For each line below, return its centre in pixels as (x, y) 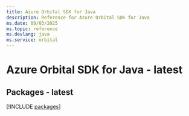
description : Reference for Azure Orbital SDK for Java (78, 18)
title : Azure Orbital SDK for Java (51, 12)
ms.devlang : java (28, 34)
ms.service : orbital (32, 40)
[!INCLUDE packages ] (34, 107)
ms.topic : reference (32, 29)
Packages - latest (40, 92)
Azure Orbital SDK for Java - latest (94, 70)
